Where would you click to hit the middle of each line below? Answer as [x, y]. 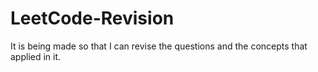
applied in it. [36, 56]
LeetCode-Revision [92, 18]
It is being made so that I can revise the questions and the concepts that [159, 46]
